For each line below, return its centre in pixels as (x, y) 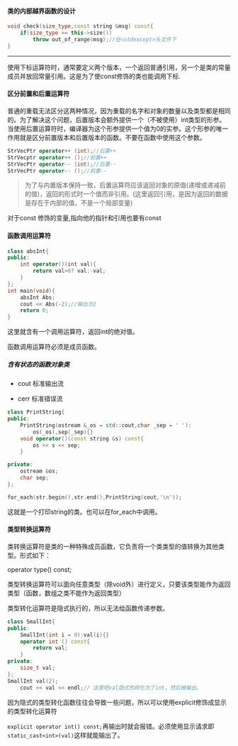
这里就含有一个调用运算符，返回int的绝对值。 (73, 332)
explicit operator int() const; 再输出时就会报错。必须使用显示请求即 (111, 726)
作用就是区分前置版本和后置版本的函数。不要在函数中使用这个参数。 (107, 137)
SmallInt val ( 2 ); (33, 681)
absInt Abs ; (38, 297)
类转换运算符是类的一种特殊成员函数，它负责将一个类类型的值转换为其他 (113, 546)
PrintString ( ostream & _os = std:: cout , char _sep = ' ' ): (106, 425)
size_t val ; (38, 668)
